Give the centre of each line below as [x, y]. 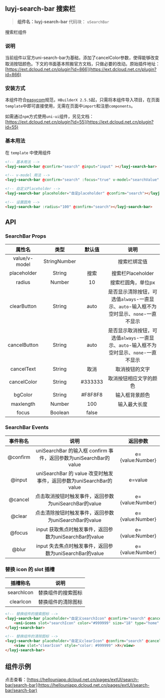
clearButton [23, 306]
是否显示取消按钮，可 [133, 331]
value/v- [23, 258]
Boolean [60, 413]
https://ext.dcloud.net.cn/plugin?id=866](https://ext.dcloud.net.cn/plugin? [82, 69]
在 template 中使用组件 [28, 152]
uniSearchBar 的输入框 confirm [72, 451]
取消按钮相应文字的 [130, 379]
